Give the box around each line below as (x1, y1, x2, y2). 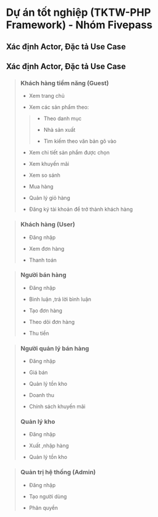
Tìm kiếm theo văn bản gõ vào (43, 138, 117, 145)
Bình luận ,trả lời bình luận (29, 296, 92, 303)
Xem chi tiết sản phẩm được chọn (29, 149, 110, 156)
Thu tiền (29, 330, 50, 337)
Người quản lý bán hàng (20, 344, 89, 352)
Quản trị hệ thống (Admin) (20, 468, 96, 477)
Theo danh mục (43, 115, 82, 122)
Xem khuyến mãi (29, 160, 69, 167)
